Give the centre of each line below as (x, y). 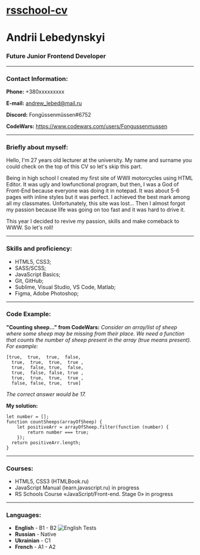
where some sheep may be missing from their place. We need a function (95, 333)
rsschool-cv (37, 10)
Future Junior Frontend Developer (56, 56)
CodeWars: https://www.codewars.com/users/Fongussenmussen (87, 126)
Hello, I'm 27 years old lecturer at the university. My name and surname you (99, 160)
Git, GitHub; (29, 280)
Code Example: (29, 314)
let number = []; (28, 417)
